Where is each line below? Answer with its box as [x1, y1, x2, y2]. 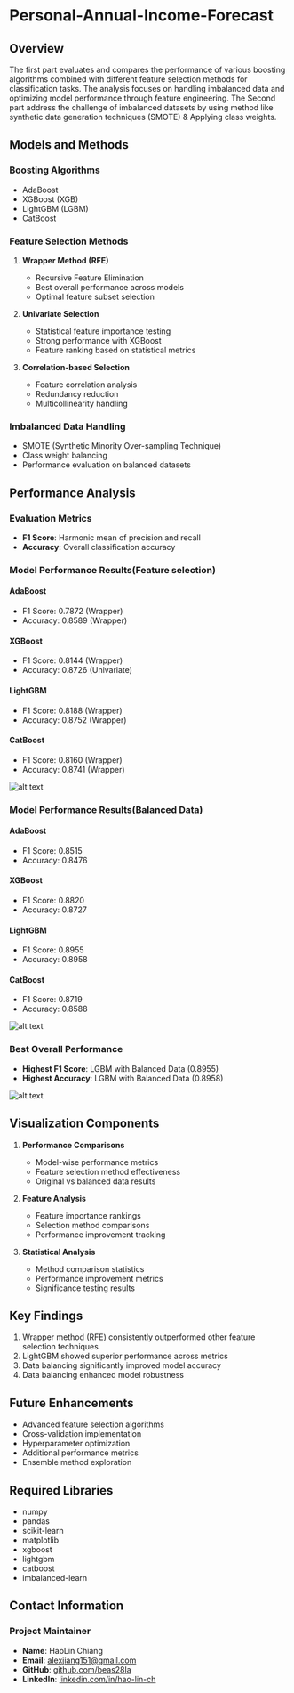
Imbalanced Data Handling [9, 420, 126, 433]
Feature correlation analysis [35, 379, 138, 390]
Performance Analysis [9, 485, 136, 500]
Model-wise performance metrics [35, 1156, 159, 1167]
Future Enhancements [9, 1395, 135, 1411]
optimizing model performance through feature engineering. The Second [9, 93, 276, 103]
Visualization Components [9, 1116, 160, 1131]
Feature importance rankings [35, 1210, 142, 1220]
